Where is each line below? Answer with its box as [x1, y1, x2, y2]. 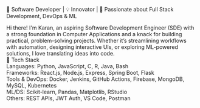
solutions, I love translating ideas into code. [6, 50, 115, 57]
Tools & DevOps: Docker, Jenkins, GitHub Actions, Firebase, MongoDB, [6, 75, 185, 83]
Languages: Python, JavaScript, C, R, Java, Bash [6, 63, 129, 69]
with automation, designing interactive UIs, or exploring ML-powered [6, 43, 178, 51]
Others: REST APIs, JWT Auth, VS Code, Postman [6, 95, 131, 102]
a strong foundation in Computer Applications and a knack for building [6, 31, 182, 37]
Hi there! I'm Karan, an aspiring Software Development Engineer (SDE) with [6, 24, 195, 31]
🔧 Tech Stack [6, 56, 40, 63]
